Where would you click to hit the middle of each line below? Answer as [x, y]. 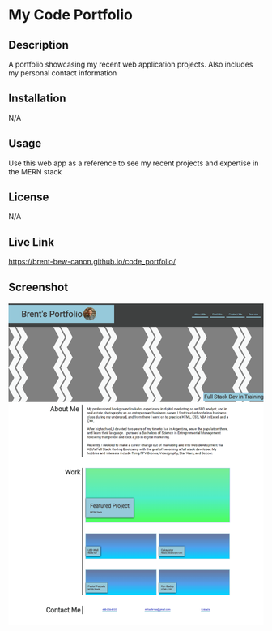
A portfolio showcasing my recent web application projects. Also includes [131, 64]
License [29, 197]
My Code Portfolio [71, 15]
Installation [37, 99]
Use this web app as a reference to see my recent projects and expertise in [134, 163]
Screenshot [38, 287]
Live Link [32, 242]
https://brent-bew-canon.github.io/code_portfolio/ [92, 262]
